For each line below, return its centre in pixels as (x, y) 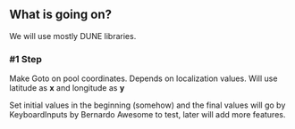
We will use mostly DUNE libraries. (73, 36)
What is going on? (61, 15)
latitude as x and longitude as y (67, 88)
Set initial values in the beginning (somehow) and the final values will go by (147, 105)
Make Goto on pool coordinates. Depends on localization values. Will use (143, 78)
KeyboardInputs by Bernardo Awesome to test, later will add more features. (147, 115)
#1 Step (26, 59)
